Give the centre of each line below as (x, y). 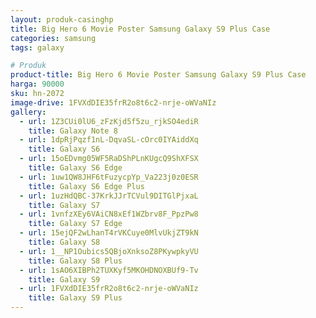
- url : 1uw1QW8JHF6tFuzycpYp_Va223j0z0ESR (109, 177)
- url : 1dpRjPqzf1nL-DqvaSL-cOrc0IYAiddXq (109, 140)
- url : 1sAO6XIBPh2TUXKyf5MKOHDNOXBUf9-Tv (109, 270)
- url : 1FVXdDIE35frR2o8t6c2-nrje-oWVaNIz (109, 289)
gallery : (28, 112)
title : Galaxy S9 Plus (75, 298)
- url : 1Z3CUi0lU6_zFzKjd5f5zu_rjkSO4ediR (109, 121)
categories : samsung (53, 38)
